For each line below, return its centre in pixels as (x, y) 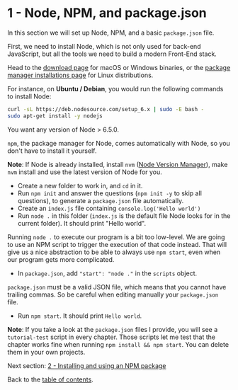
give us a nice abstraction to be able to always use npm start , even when (114, 252)
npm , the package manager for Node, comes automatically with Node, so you (119, 143)
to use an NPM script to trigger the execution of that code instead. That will (117, 244)
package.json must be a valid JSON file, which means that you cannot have (117, 287)
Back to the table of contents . (50, 379)
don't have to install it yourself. (52, 151)
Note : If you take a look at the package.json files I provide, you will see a (113, 329)
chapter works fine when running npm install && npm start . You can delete (118, 344)
